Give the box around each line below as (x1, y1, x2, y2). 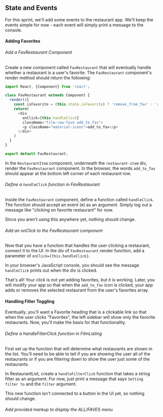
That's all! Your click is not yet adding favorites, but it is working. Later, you (5, 277, 155, 283)
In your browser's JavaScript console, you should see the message (5, 262, 140, 268)
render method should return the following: (5, 75, 91, 81)
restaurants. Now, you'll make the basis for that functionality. (5, 319, 126, 325)
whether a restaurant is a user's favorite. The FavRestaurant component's (5, 69, 152, 75)
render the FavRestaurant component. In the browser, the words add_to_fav (5, 165, 156, 171)
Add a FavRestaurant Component (5, 50, 72, 55)
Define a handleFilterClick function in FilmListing (5, 330, 102, 337)
